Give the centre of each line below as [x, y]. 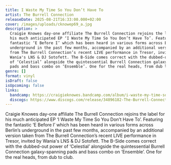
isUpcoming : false [25, 85]
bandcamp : [20, 95]
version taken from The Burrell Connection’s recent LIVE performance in [81, 136]
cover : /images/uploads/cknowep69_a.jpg [49, 24]
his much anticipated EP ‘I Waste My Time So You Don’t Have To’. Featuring [84, 119]
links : [12, 90]
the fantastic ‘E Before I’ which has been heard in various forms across [79, 125]
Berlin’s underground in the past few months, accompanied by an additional [84, 130]
